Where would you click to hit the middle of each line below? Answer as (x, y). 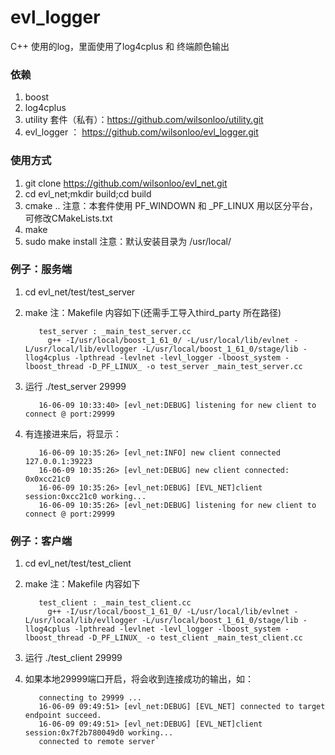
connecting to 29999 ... (90, 698)
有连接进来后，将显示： (73, 433)
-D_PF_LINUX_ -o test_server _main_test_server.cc (195, 366)
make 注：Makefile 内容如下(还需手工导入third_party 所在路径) (153, 312)
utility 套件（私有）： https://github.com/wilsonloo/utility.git (144, 120)
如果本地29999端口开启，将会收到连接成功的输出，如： (139, 679)
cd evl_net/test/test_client (78, 563)
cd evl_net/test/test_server (80, 292)
